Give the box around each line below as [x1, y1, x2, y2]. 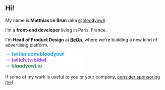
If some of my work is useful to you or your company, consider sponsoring [5, 73, 160, 79]
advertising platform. [5, 42, 49, 48]
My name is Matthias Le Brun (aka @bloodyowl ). [5, 17, 107, 23]
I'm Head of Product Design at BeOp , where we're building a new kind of [5, 36, 157, 42]
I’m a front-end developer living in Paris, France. [5, 27, 107, 33]
